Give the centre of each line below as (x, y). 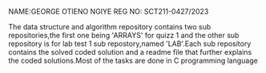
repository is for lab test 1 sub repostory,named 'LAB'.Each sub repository (130, 44)
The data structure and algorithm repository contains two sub (110, 27)
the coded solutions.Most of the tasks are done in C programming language (133, 60)
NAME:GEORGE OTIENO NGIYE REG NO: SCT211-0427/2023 (109, 12)
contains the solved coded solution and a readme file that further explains (130, 52)
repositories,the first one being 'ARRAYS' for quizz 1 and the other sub (124, 35)
